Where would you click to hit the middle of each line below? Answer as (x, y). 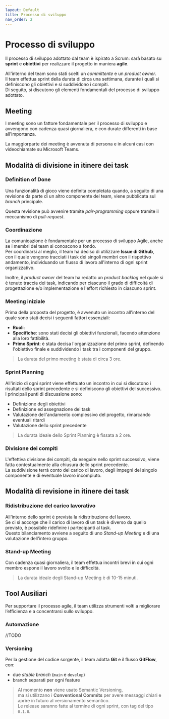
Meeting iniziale (25, 301)
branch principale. (24, 201)
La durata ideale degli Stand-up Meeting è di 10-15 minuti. (78, 578)
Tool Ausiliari (26, 594)
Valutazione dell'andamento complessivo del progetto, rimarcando (81, 414)
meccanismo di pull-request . (35, 216)
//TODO (13, 635)
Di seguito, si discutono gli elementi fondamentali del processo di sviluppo (82, 90)
